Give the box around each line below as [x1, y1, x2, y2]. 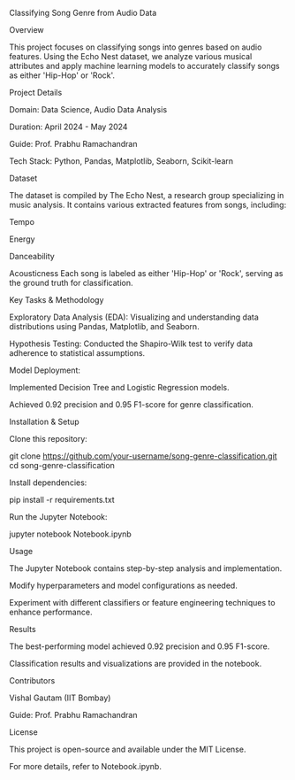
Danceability [9, 251, 55, 261]
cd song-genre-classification [9, 460, 115, 470]
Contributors [9, 676, 56, 685]
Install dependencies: [9, 477, 87, 488]
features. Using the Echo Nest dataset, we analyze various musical [9, 51, 253, 61]
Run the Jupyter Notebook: [9, 512, 108, 521]
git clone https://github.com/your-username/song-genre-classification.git [9, 451, 277, 461]
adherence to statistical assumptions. [9, 348, 146, 358]
